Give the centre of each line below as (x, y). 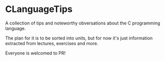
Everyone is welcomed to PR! (35, 53)
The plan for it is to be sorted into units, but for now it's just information (79, 38)
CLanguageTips (39, 9)
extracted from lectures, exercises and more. (52, 43)
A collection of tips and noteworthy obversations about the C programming (83, 23)
